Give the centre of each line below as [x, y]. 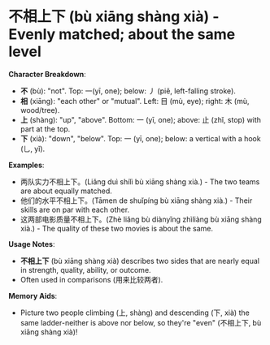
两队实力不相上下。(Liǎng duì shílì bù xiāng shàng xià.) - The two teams [140, 181]
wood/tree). [40, 110]
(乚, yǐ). [33, 149]
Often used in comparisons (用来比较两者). [91, 279]
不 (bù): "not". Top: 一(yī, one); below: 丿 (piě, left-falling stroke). [128, 91]
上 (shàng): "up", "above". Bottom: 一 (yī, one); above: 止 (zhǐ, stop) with [141, 119]
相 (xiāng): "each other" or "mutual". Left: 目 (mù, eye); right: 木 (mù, [135, 101]
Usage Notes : [32, 244]
